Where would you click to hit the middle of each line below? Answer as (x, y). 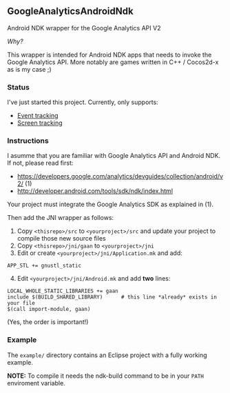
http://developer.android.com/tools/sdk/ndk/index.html (95, 191)
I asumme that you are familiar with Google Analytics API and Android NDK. (114, 156)
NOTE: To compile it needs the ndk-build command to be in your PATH (106, 376)
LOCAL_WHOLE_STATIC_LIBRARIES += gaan (63, 291)
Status (18, 87)
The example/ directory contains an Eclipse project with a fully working (107, 355)
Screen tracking (40, 123)
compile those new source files (61, 239)
